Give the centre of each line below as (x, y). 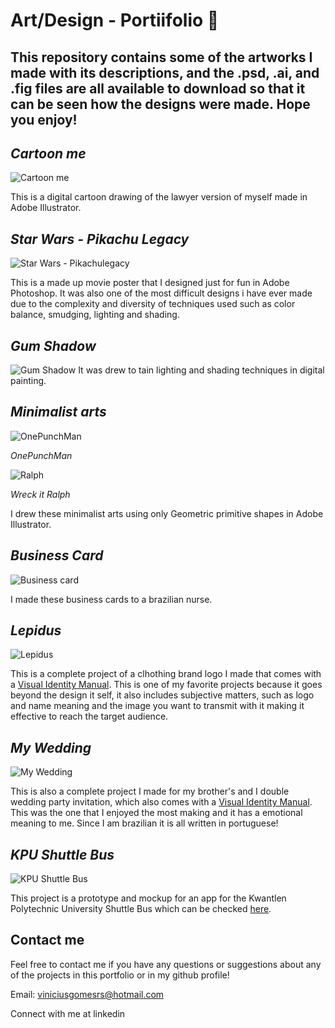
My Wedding (51, 747)
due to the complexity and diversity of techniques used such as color (153, 304)
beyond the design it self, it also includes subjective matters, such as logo (162, 695)
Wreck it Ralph (40, 494)
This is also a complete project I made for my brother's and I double (150, 791)
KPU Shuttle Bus (62, 854)
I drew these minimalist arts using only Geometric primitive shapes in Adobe (167, 513)
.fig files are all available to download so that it (158, 88)
